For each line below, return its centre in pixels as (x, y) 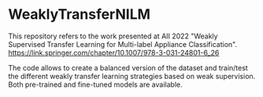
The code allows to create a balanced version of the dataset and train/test (128, 67)
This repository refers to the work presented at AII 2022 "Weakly (113, 36)
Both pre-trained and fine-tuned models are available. (95, 84)
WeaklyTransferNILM (80, 14)
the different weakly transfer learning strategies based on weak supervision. (132, 76)
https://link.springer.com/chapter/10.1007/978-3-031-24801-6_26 (114, 52)
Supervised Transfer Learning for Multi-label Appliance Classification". (123, 44)
